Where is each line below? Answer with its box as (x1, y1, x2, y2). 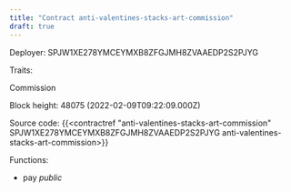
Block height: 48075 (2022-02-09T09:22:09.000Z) (9, 99, 201, 110)
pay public (22, 172, 63, 183)
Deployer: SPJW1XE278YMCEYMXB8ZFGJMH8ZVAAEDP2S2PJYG (9, 46, 259, 57)
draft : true (9, 22, 55, 31)
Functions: (9, 154, 49, 165)
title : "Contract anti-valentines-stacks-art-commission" (9, 13, 234, 23)
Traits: (9, 65, 34, 76)
